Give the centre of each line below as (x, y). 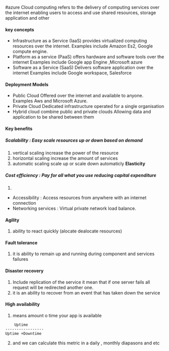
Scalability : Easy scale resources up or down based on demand (74, 140)
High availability (23, 304)
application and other (27, 18)
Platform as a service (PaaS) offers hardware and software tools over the (88, 57)
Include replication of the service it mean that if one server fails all (81, 282)
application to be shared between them (53, 117)
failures (20, 259)
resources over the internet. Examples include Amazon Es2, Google (82, 46)
